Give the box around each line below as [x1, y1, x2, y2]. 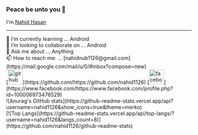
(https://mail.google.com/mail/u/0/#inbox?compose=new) [6, 63, 147, 70]
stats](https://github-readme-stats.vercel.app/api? [51, 97, 174, 104]
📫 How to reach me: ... [6, 55, 62, 62]
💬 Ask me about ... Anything [6, 48, 74, 55]
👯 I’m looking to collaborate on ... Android [6, 42, 107, 49]
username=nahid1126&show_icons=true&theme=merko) [6, 104, 143, 111]
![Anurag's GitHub [6, 97, 50, 104]
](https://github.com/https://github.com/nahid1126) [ [22, 79, 150, 86]
